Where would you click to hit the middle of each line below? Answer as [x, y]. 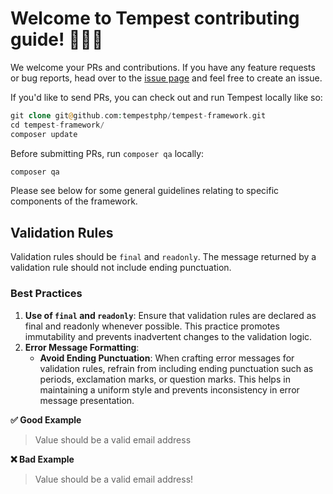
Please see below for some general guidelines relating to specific [145, 191]
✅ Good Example [46, 419]
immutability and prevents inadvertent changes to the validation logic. [168, 336]
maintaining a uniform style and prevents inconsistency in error [169, 389]
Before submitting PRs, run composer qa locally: [107, 153]
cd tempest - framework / [57, 125]
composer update [44, 134]
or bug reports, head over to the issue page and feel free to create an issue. [166, 78]
